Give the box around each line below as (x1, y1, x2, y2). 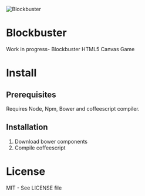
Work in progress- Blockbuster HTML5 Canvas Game (6, 45, 135, 52)
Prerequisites (6, 89, 56, 99)
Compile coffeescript (14, 144, 66, 151)
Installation (6, 122, 48, 132)
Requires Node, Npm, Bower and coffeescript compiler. (6, 105, 140, 112)
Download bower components (14, 138, 88, 145)
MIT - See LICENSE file (6, 184, 62, 191)
